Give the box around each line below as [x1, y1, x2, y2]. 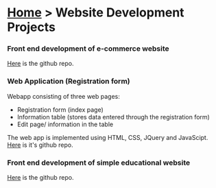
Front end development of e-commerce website [7, 44, 169, 54]
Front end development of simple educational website [7, 158, 191, 167]
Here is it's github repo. [7, 141, 73, 149]
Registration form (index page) [16, 105, 104, 114]
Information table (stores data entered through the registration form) [16, 113, 211, 121]
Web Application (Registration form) [7, 77, 130, 86]
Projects [7, 19, 56, 35]
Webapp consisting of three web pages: [7, 92, 120, 100]
